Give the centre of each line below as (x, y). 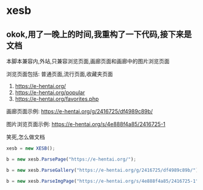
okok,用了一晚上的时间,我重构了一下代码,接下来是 (99, 34)
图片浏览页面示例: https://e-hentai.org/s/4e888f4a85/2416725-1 (86, 124)
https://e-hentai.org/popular (50, 92)
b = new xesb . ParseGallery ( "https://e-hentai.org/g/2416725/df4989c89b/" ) (102, 170)
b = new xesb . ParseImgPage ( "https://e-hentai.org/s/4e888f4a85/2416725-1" (102, 181)
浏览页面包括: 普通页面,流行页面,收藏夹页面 (60, 74)
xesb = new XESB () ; (31, 148)
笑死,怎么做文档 (26, 137)
